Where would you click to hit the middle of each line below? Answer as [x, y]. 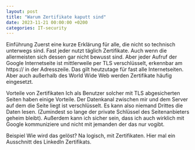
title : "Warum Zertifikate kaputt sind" [56, 17]
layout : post [22, 11]
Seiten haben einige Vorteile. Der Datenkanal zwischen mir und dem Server [97, 100]
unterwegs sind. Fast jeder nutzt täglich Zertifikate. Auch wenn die [87, 51]
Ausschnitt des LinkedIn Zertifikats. [49, 142]
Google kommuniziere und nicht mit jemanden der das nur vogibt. [85, 124]
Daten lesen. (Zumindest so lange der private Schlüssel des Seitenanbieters [98, 112]
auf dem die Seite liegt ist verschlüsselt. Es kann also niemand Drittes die [95, 105]
